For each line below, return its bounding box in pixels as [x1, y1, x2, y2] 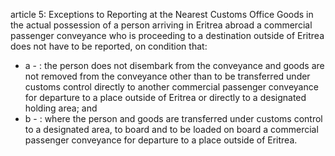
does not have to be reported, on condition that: [10, 40, 208, 52]
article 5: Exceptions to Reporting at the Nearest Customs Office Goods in [10, 9, 314, 20]
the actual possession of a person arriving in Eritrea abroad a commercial [10, 19, 313, 31]
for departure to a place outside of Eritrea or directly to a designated [24, 92, 307, 103]
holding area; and [24, 102, 98, 114]
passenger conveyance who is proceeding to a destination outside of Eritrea [10, 30, 325, 41]
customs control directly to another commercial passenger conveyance [24, 81, 319, 93]
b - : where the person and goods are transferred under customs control [24, 113, 323, 124]
